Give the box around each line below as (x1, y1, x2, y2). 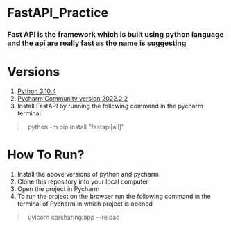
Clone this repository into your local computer (17, 177, 149, 186)
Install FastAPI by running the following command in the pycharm (17, 102, 203, 111)
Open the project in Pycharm (17, 184, 100, 193)
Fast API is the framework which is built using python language (7, 30, 224, 40)
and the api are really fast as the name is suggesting (7, 38, 187, 48)
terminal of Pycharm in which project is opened (17, 199, 153, 208)
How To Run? (7, 147, 85, 163)
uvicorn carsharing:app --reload (27, 213, 120, 221)
